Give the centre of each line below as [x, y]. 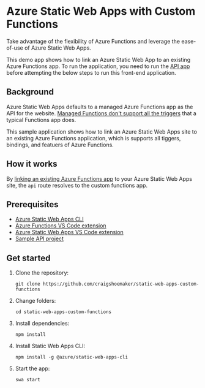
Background [30, 92]
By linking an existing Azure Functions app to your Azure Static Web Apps [99, 178]
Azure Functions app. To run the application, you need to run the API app [98, 66]
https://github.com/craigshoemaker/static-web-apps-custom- [121, 284]
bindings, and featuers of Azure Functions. [60, 145]
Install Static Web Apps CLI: [50, 346]
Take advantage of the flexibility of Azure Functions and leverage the [93, 41]
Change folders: [35, 301]
